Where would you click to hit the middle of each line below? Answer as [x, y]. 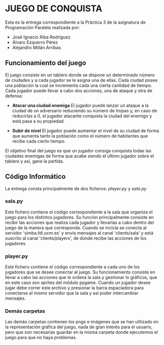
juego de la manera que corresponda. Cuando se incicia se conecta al [76, 228]
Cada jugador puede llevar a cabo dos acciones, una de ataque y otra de [79, 90]
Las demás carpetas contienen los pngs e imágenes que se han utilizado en [82, 322]
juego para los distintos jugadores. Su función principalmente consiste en [79, 217]
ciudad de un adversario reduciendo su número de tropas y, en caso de [84, 110]
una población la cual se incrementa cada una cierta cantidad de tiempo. [79, 85]
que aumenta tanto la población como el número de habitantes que [80, 136]
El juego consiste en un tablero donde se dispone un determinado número [80, 75]
